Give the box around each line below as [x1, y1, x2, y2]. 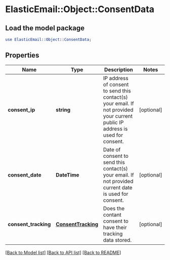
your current [103, 112, 133, 119]
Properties [5, 51, 39, 60]
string [55, 106, 71, 113]
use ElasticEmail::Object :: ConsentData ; [5, 37, 92, 42]
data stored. [103, 236, 132, 243]
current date [103, 184, 133, 191]
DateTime [55, 171, 79, 178]
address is [103, 125, 128, 132]
